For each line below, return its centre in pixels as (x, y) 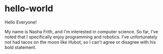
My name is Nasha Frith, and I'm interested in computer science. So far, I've (81, 31)
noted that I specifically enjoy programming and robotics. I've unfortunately (81, 37)
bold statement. (20, 47)
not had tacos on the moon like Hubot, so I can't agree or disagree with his (80, 42)
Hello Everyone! (21, 22)
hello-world (29, 9)
